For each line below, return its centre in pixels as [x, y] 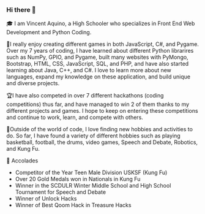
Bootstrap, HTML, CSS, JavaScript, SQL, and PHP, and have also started [98, 64]
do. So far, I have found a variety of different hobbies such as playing [93, 136]
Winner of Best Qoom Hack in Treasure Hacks [73, 205]
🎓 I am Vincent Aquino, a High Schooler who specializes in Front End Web [101, 23]
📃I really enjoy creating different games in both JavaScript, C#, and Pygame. [102, 44]
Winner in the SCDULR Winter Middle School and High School [93, 186]
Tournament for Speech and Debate [60, 192]
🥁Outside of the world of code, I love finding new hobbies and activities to [99, 129]
